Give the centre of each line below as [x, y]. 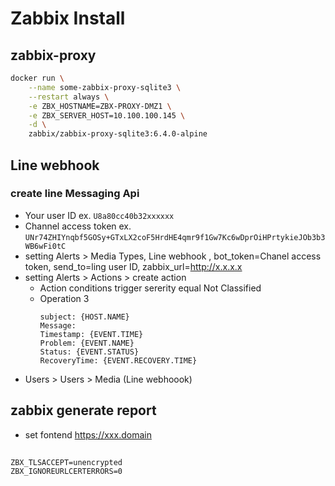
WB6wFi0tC [45, 246]
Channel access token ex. [78, 226]
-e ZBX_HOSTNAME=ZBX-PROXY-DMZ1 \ [100, 106]
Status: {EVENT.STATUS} [89, 352]
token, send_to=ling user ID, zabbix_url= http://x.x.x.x [133, 266]
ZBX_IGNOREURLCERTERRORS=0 [66, 472]
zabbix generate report [83, 410]
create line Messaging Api [75, 194]
